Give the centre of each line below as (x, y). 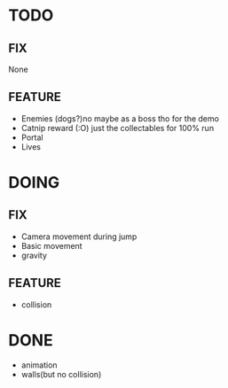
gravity (34, 255)
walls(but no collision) (61, 374)
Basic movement (51, 245)
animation (39, 365)
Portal (32, 137)
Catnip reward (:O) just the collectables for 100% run (118, 128)
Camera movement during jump (79, 237)
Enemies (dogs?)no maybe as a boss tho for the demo (120, 118)
